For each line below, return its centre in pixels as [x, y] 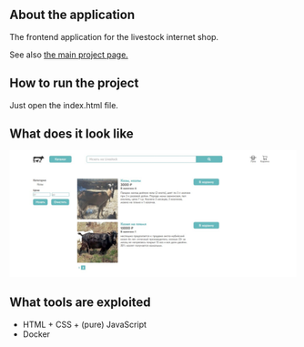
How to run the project [74, 83]
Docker [36, 334]
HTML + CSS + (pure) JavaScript [85, 324]
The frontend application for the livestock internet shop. [114, 36]
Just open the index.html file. [64, 105]
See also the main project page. [69, 55]
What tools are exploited [81, 303]
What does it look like [71, 134]
